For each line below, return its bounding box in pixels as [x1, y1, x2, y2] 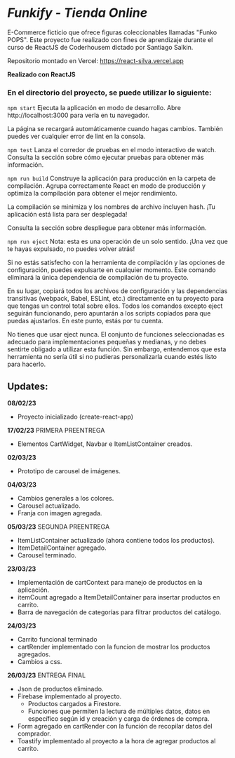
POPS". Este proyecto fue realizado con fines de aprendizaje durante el [7, 35, 213, 43]
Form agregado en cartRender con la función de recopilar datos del [17, 722, 213, 731]
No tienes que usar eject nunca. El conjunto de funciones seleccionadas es [7, 330, 224, 339]
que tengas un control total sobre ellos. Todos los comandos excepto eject [7, 302, 223, 310]
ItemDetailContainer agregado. [17, 543, 107, 552]
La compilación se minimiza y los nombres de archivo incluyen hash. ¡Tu [7, 203, 216, 211]
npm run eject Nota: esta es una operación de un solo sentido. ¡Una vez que [7, 237, 228, 246]
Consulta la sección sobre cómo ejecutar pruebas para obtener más [7, 153, 205, 162]
